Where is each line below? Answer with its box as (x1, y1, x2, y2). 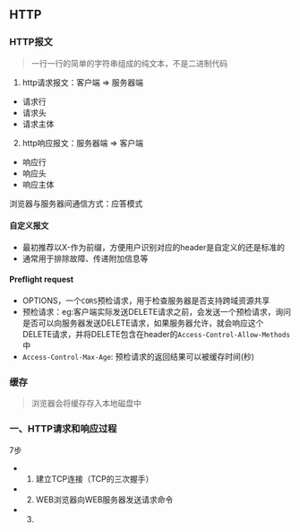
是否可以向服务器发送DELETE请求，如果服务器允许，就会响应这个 (21, 318, 264, 328)
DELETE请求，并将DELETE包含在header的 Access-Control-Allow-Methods (21, 329, 291, 340)
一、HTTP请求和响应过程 (9, 423, 117, 435)
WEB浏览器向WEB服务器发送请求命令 (35, 493, 174, 505)
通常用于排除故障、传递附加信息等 (21, 253, 149, 264)
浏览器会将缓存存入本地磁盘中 (30, 398, 141, 409)
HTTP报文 (9, 36, 54, 48)
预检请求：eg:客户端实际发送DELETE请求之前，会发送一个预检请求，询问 (21, 307, 291, 318)
